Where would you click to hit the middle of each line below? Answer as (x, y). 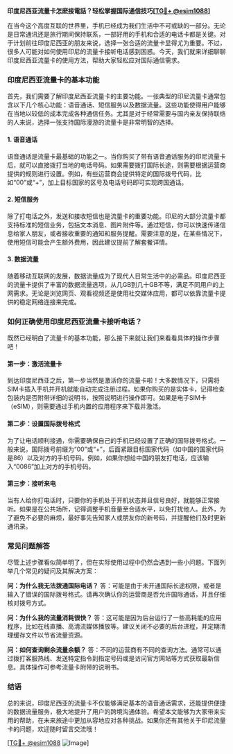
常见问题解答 (29, 545)
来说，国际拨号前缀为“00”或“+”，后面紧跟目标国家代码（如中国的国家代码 (118, 449)
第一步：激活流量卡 (35, 364)
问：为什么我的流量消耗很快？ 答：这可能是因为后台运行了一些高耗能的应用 (114, 618)
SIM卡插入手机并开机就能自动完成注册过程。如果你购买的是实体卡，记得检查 (116, 389)
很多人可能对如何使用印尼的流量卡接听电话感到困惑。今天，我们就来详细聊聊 (116, 52)
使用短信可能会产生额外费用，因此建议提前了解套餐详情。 (89, 242)
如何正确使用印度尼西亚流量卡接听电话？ (75, 322)
